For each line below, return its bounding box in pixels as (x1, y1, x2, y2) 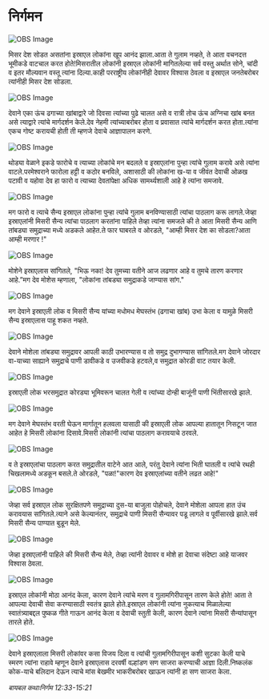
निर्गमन (8, 7, 42, 26)
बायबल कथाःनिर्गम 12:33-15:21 (8, 682, 92, 692)
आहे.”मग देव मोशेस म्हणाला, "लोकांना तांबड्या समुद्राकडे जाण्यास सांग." (8, 275, 185, 284)
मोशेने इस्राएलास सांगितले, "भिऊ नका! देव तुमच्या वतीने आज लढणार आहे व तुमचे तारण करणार (8, 266, 243, 275)
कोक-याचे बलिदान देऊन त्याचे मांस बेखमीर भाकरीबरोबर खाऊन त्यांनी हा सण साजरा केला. (8, 666, 232, 676)
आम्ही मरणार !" (8, 234, 47, 243)
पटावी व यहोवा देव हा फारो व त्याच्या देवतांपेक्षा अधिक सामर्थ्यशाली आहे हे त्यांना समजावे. (8, 175, 224, 185)
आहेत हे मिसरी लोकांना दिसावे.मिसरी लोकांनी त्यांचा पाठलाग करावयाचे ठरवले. (8, 428, 199, 437)
